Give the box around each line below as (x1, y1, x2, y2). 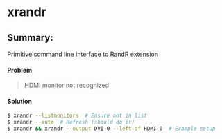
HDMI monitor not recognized (24, 81, 110, 90)
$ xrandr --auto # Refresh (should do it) (7, 119, 135, 126)
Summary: (7, 32, 53, 44)
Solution (7, 97, 33, 105)
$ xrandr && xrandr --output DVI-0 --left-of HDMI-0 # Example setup (7, 125, 216, 132)
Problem (7, 66, 33, 74)
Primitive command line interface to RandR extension (7, 50, 158, 58)
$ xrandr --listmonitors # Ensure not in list (7, 112, 148, 120)
